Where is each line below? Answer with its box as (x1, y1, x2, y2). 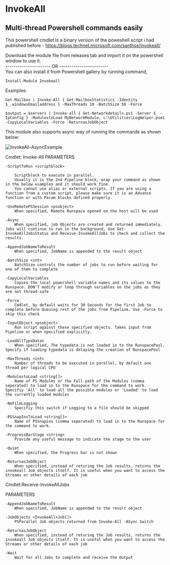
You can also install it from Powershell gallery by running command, (5, 69, 148, 75)
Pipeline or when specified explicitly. (5, 329, 93, 334)
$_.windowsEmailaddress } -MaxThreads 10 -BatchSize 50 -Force (5, 102, 143, 107)
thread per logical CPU (5, 365, 56, 370)
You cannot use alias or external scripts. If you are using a (14, 186, 152, 191)
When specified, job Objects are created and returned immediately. (14, 222, 163, 227)
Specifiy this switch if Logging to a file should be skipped (14, 405, 149, 411)
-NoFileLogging (5, 401, 38, 406)
